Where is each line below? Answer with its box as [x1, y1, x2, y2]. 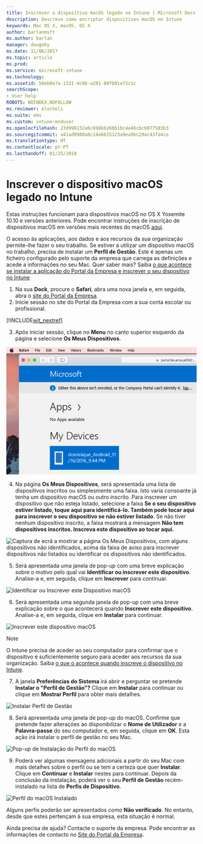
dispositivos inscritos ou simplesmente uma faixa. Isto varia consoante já [14, 487, 197, 494]
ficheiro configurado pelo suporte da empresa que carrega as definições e [6, 254, 192, 262]
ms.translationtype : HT [6, 138, 66, 144]
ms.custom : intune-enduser [6, 118, 74, 124]
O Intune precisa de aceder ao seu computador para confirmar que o [6, 646, 178, 653]
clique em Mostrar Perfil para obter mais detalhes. [14, 690, 142, 698]
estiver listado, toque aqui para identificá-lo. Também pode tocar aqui [14, 506, 195, 513]
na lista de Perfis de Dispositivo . [39, 783, 121, 790]
